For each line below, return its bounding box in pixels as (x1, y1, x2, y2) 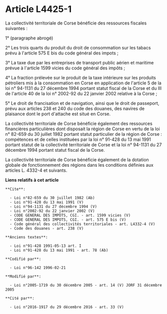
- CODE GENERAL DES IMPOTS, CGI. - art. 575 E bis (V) (9, 217, 126, 222)
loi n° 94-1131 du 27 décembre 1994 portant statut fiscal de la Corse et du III (5, 85, 161, 91)
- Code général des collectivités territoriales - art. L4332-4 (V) (9, 221, 155, 227)
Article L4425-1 (5, 3, 71, 15)
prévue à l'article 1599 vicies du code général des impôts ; (5, 65, 125, 71)
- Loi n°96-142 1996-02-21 (9, 265, 66, 270)
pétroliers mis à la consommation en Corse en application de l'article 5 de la (5, 80, 161, 86)
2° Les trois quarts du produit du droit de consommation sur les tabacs (5, 44, 151, 50)
